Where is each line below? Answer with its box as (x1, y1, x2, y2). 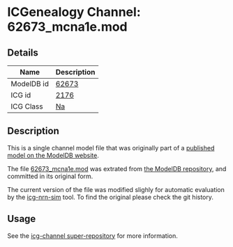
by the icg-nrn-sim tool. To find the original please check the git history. (7, 193, 214, 201)
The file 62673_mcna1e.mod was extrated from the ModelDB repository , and (7, 164, 227, 173)
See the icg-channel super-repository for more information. (7, 231, 178, 240)
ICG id (10, 90, 31, 99)
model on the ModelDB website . (7, 151, 100, 159)
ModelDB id (10, 79, 50, 88)
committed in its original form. (7, 172, 93, 180)
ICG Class (10, 102, 43, 111)
